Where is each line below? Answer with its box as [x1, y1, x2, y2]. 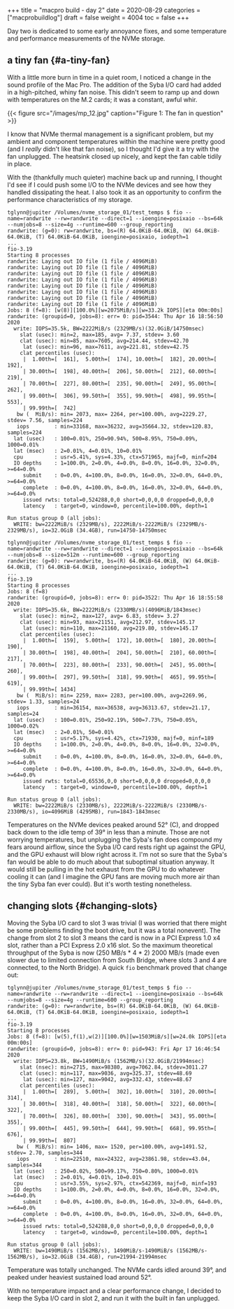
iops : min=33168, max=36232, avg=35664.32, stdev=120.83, [16, 423, 214, 430]
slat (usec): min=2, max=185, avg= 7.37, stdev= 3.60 [20, 331, 180, 338]
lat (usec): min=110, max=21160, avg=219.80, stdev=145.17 [22, 625, 198, 632]
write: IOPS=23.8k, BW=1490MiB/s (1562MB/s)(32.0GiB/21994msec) [13, 1057, 205, 1064]
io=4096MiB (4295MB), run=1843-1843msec [41, 808, 161, 815]
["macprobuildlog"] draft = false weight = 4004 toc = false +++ [7, 13, 190, 22]
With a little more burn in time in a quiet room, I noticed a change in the [7, 73, 212, 81]
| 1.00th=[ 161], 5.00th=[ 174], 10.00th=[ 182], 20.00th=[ [22, 356, 217, 363]
